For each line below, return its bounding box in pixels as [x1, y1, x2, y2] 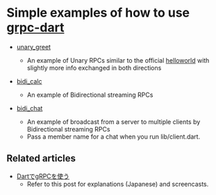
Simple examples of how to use [6, 5, 190, 21]
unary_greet [16, 42, 51, 51]
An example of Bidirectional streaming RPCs [26, 91, 153, 99]
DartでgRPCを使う [16, 172, 70, 180]
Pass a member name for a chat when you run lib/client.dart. [26, 132, 201, 141]
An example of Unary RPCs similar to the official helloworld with [26, 56, 210, 64]
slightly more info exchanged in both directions [26, 63, 162, 72]
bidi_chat [16, 104, 43, 112]
